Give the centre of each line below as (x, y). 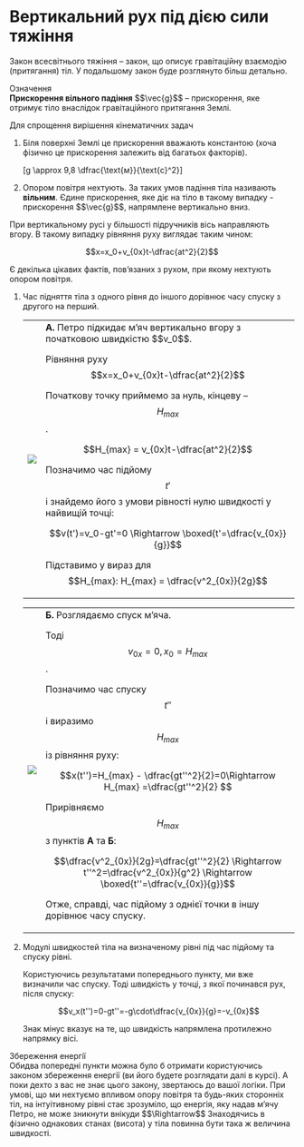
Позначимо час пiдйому (98, 470)
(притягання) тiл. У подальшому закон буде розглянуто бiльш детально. (148, 71)
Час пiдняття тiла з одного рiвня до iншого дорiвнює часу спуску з (152, 296)
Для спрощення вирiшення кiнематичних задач (101, 125)
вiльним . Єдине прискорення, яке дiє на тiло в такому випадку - (148, 197)
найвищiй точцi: (80, 513)
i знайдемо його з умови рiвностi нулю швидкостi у (158, 502)
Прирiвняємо (74, 807)
